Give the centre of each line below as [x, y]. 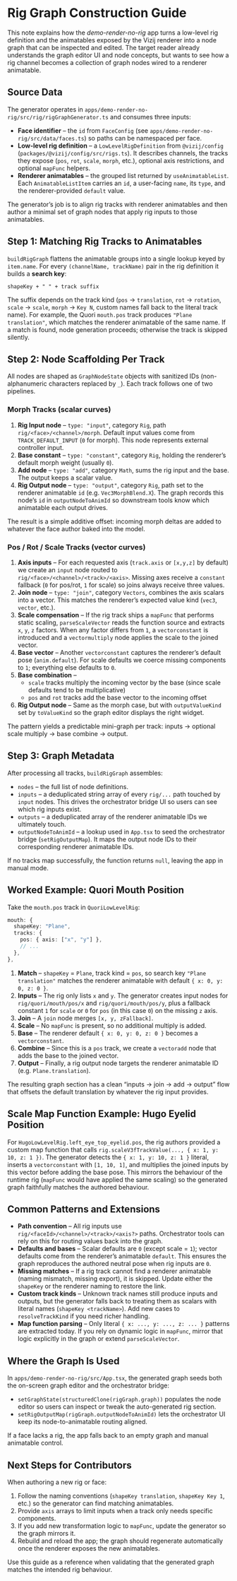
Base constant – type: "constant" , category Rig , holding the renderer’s [122, 455]
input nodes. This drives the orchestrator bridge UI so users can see [117, 801]
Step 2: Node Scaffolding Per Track [86, 359]
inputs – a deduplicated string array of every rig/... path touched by [119, 794]
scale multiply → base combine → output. [68, 733]
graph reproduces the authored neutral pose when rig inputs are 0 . [114, 1264]
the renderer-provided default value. [71, 190]
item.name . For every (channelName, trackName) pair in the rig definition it [113, 266]
